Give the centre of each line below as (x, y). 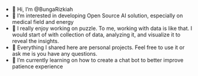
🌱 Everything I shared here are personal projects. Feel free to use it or (98, 47)
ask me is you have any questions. (54, 54)
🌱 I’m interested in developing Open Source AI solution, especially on (97, 16)
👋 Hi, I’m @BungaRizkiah (42, 9)
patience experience (37, 66)
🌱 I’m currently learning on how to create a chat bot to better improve (97, 60)
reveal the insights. (35, 41)
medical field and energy (43, 22)
